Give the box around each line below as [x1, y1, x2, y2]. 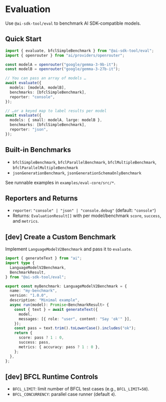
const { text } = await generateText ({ [14, 307, 98, 312]
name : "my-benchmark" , [10, 288, 57, 293]
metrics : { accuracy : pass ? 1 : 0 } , [18, 344, 100, 350]
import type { [5, 260, 35, 265]
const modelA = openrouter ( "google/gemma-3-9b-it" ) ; [5, 62, 118, 67]
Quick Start [5, 35, 42, 43]
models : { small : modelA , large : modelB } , [10, 117, 102, 123]
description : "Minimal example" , [10, 298, 80, 303]
